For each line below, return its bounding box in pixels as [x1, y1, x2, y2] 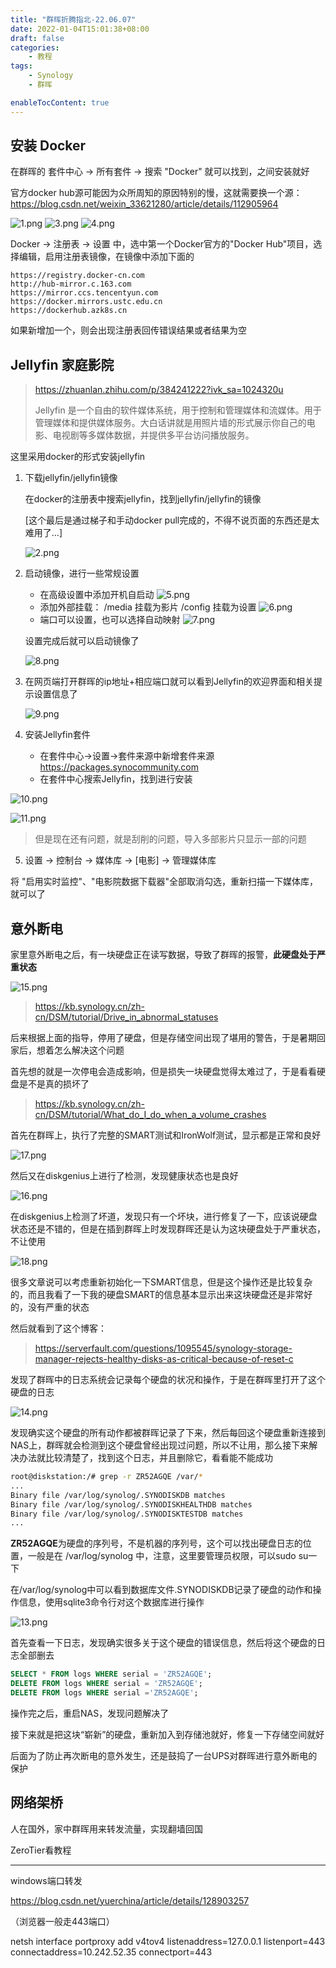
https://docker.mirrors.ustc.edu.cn [10, 297, 163, 307]
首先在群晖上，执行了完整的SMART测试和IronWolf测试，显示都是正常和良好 [10, 1129, 322, 1141]
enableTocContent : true [10, 97, 110, 108]
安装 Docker [10, 137, 87, 155]
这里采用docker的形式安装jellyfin [10, 451, 146, 463]
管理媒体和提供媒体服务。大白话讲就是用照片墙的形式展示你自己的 [34, 417, 307, 429]
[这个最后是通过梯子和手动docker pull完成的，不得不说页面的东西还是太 [24, 514, 320, 526]
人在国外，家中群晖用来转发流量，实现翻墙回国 [10, 1822, 203, 1835]
